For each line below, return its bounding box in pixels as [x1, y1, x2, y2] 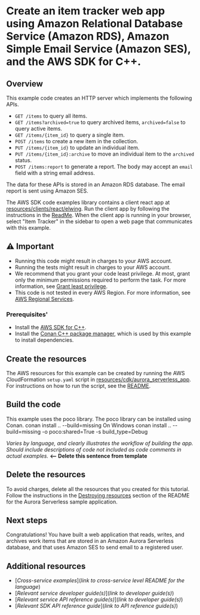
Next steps [6, 515, 48, 526]
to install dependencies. [14, 336, 74, 344]
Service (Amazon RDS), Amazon [6, 30, 170, 43]
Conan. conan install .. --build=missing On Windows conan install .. [6, 422, 171, 429]
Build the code [6, 400, 61, 410]
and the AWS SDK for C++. [6, 55, 141, 69]
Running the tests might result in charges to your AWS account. [14, 264, 171, 271]
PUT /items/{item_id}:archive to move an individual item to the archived [14, 150, 195, 157]
